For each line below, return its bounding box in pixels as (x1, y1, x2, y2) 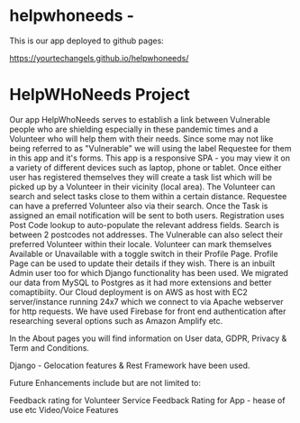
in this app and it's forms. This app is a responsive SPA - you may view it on (9, 152, 291, 163)
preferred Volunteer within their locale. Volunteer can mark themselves (9, 238, 272, 249)
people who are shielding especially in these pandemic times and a (9, 124, 259, 134)
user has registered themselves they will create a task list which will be (9, 171, 273, 182)
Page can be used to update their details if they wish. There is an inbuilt (9, 258, 276, 269)
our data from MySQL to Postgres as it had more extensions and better (9, 277, 272, 288)
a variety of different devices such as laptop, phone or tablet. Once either (9, 161, 282, 172)
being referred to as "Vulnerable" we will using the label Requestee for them (9, 143, 292, 153)
